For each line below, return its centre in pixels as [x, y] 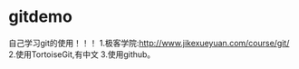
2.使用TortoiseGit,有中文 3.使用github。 [82, 54]
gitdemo [41, 17]
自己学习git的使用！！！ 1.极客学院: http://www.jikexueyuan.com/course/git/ [149, 43]
